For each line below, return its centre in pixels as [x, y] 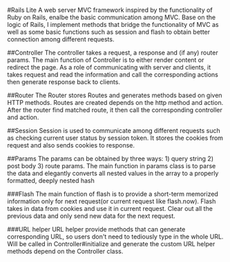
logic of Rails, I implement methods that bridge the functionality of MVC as [113, 24]
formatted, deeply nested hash [51, 181]
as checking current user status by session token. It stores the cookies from [115, 138]
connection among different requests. [61, 39]
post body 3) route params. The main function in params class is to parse [112, 166]
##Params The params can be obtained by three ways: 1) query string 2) [111, 159]
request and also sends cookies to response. [71, 145]
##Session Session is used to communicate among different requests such [114, 131]
